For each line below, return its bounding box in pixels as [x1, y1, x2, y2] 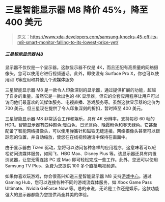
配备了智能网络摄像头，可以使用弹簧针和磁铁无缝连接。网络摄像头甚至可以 [5, 128, 156, 134]
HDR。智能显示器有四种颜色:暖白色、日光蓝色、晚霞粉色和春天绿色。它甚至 [5, 122, 158, 128]
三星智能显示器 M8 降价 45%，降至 [5, 4, 148, 16]
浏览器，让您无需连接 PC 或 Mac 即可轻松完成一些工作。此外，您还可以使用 [5, 157, 158, 162]
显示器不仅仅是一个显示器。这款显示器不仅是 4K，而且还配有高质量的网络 [5, 64, 154, 70]
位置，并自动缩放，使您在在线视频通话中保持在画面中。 [18, 134, 130, 140]
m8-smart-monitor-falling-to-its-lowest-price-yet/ [17, 39, 119, 45]
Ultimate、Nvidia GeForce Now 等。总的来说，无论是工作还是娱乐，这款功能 [5, 185, 160, 191]
